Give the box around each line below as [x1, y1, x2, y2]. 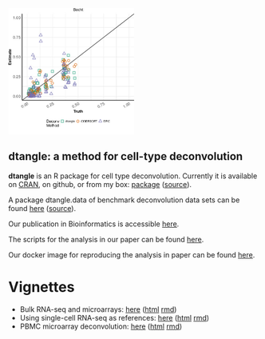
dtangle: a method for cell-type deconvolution [8, 150, 243, 163]
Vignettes [8, 278, 75, 296]
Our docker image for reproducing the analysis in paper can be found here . [8, 249, 255, 259]
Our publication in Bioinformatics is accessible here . [8, 219, 180, 229]
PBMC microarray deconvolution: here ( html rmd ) [19, 321, 183, 331]
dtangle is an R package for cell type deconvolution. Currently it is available [8, 171, 258, 181]
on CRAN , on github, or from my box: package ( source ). [8, 179, 192, 189]
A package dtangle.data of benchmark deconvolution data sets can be [8, 195, 240, 205]
